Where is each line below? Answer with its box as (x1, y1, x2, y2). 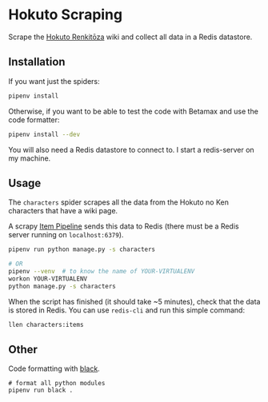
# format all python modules (8, 380, 106, 388)
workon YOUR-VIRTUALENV (8, 274, 88, 283)
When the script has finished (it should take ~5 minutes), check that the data (8, 297, 261, 306)
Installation (8, 55, 66, 69)
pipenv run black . (8, 386, 74, 395)
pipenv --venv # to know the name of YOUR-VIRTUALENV (8, 268, 195, 276)
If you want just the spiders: (8, 76, 100, 86)
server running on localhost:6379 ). (8, 230, 124, 240)
